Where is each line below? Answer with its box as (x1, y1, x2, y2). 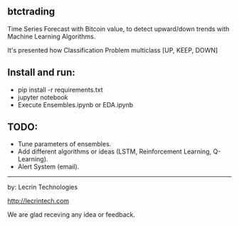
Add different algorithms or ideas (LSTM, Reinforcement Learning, (17, 147, 212, 156)
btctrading (7, 6, 55, 18)
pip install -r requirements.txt (17, 85, 103, 94)
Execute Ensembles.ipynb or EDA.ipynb (17, 100, 134, 109)
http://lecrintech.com (7, 197, 70, 205)
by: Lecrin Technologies (7, 183, 78, 191)
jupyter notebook (17, 92, 68, 102)
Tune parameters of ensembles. (17, 140, 112, 149)
